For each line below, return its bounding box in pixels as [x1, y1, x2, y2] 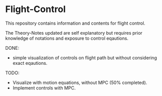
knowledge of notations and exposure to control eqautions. [5, 35, 129, 41]
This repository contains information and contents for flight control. [5, 20, 146, 26]
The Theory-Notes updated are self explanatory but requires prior [5, 30, 143, 36]
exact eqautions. [12, 60, 48, 66]
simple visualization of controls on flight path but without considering [12, 54, 157, 61]
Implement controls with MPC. [12, 84, 76, 91]
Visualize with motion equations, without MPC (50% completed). [12, 79, 148, 85]
